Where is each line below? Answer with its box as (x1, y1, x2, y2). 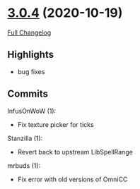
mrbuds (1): (7, 161, 41, 170)
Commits (7, 88, 48, 100)
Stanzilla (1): (7, 134, 43, 142)
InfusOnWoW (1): (7, 106, 57, 115)
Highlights (7, 49, 54, 61)
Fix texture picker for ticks (17, 120, 94, 128)
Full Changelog (7, 28, 52, 37)
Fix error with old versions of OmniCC (17, 175, 128, 183)
